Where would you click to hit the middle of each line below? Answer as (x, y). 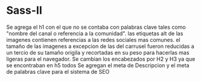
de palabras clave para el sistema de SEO (58, 71)
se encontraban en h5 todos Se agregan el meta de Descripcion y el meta (98, 65)
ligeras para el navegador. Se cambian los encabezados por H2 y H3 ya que (101, 59)
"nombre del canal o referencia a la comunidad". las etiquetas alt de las (95, 33)
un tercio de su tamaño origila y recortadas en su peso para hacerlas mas (98, 52)
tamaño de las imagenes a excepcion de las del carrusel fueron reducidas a (100, 46)
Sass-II (24, 10)
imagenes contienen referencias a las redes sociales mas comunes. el (93, 40)
